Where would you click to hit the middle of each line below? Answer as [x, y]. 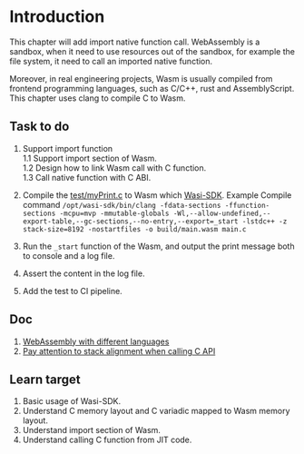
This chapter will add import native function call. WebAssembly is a [135, 42]
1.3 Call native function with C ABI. [87, 177]
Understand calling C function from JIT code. [107, 440]
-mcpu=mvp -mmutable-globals [114, 213]
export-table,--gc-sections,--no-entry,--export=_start [130, 221]
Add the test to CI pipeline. [72, 291]
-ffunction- [247, 205]
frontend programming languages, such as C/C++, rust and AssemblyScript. [152, 88]
